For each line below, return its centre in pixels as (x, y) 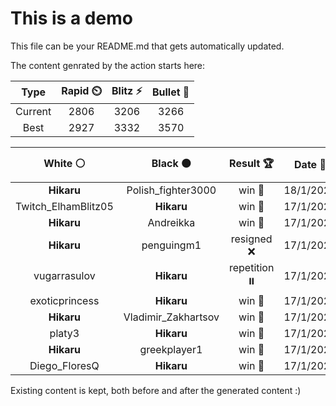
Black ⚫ (171, 163)
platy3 (64, 333)
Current (33, 111)
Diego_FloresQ (64, 365)
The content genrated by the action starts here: (108, 65)
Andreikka (171, 222)
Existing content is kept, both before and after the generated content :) (156, 390)
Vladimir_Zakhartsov (171, 317)
